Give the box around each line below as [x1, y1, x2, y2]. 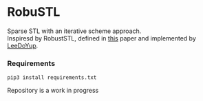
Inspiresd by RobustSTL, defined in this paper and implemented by [7, 34, 196, 42]
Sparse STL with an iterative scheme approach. [7, 27, 142, 35]
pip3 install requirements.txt [7, 74, 97, 81]
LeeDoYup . [7, 41, 39, 49]
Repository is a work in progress [7, 87, 99, 95]
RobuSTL [7, 4, 61, 20]
